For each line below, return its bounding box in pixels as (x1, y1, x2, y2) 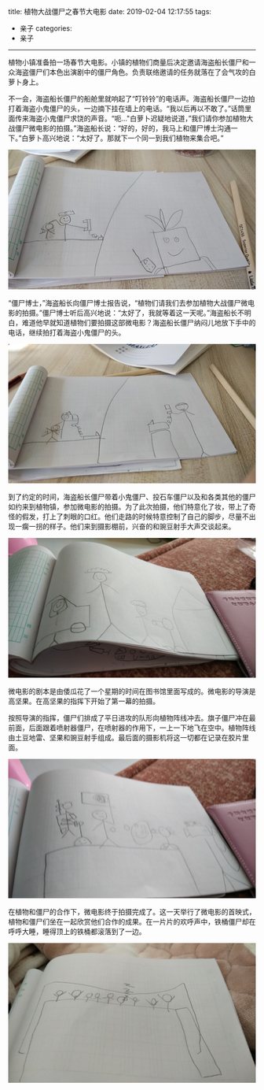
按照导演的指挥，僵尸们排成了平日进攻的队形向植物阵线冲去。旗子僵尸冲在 (8, 713, 249, 722)
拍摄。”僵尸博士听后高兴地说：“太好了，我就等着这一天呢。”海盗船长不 (21, 308, 245, 317)
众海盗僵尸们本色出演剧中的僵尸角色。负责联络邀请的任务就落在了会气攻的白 (8, 68, 256, 76)
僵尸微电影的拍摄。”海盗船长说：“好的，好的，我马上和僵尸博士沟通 (14, 124, 232, 132)
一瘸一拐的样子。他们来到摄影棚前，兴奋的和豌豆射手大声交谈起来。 (14, 522, 236, 531)
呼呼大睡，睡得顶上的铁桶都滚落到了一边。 (8, 927, 146, 936)
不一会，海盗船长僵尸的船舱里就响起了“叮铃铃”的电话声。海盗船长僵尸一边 (8, 94, 249, 103)
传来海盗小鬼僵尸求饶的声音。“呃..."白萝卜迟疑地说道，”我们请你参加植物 (14, 113, 247, 123)
